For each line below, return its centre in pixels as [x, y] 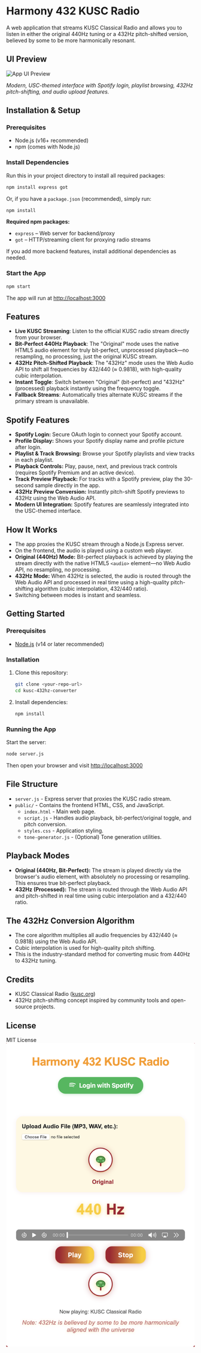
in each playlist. [34, 460]
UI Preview [27, 59]
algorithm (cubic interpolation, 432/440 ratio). [92, 589]
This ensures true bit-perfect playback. [63, 883]
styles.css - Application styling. [63, 830]
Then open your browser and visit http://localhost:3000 [74, 765]
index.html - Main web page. [60, 811]
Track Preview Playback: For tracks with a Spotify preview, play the [98, 479]
